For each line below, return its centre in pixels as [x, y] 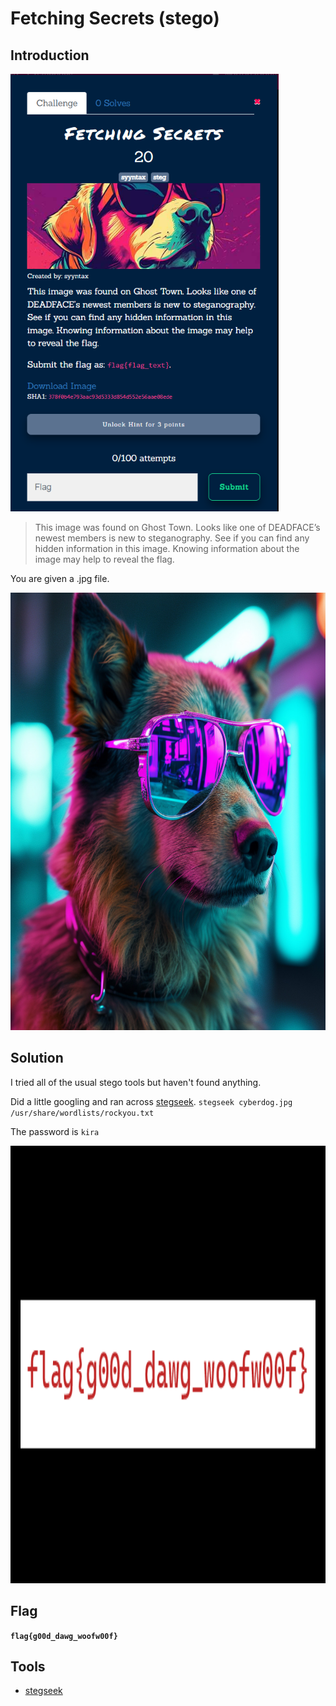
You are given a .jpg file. [60, 578]
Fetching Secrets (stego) [115, 18]
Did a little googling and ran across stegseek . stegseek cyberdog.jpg [151, 1101]
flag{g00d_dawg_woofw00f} [64, 1636]
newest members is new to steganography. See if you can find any [172, 538]
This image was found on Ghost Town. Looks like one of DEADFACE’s [177, 527]
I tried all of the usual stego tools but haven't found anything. [136, 1082]
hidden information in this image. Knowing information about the [167, 548]
